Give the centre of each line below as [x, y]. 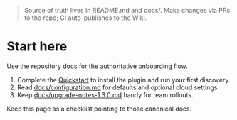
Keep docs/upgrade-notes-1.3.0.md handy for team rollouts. [105, 94]
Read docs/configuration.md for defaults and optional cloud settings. [118, 87]
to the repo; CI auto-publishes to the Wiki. [85, 18]
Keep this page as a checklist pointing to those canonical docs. [99, 109]
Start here [37, 47]
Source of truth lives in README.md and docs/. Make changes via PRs [127, 10]
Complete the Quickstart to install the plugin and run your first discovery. [123, 80]
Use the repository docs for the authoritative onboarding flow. [97, 66]
